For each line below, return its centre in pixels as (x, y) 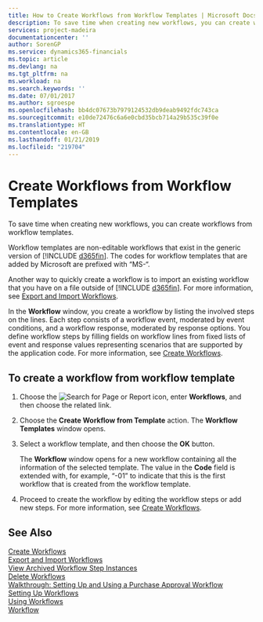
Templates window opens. (63, 429)
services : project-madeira (52, 30)
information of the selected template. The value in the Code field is (127, 467)
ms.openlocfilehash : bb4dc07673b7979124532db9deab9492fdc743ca (113, 111)
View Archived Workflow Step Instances (73, 568)
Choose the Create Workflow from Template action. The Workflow (128, 420)
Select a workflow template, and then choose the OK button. (117, 444)
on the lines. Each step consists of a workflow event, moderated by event (126, 320)
